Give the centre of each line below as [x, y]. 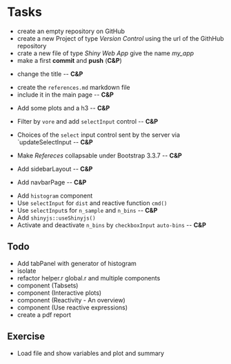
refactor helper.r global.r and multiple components [89, 278]
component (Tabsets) [48, 285]
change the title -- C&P [50, 74]
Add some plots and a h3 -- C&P [63, 108]
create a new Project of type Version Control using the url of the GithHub [120, 38]
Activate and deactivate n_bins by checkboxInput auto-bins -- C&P [112, 224]
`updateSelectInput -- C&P [55, 142]
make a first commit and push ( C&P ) [69, 60]
